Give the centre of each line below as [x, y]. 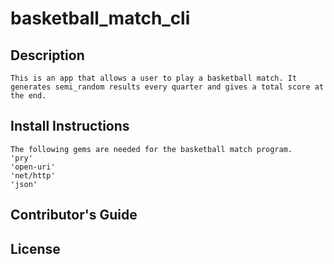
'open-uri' [33, 167]
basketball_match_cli [100, 18]
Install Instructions [70, 126]
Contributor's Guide [74, 215]
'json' [24, 184]
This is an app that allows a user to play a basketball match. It [154, 78]
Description [47, 55]
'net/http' [33, 175]
